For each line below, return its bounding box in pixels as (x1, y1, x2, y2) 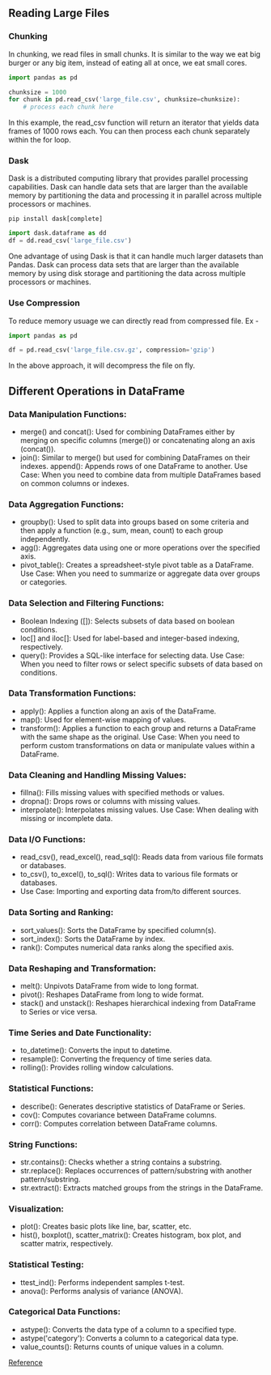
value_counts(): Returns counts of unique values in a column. (19, 1342, 224, 1352)
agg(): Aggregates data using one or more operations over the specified (19, 543, 260, 553)
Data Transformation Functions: (8, 687, 137, 699)
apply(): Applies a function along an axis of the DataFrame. (19, 706, 217, 716)
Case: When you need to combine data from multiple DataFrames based (19, 470, 261, 479)
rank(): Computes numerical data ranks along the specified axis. (19, 943, 235, 952)
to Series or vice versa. (19, 1007, 98, 1017)
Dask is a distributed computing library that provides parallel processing (8, 173, 248, 183)
